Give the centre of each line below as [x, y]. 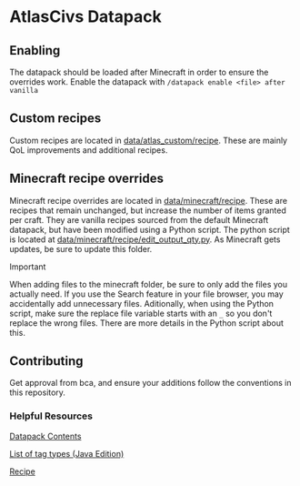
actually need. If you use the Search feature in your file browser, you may [146, 294]
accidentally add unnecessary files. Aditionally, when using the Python [142, 303]
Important [28, 267]
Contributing [46, 361]
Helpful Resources [51, 416]
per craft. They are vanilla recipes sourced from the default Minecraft [139, 219]
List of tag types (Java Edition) [67, 453]
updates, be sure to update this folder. [81, 248]
